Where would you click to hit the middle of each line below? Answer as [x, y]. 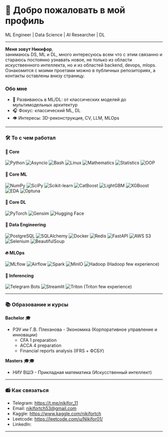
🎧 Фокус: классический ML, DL [46, 111]
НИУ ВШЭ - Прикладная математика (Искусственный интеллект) [82, 372]
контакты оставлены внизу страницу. [45, 76]
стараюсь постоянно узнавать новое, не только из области [69, 60]
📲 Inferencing [19, 275]
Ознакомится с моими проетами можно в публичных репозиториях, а [80, 70]
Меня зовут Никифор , [29, 49]
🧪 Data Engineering [25, 225]
